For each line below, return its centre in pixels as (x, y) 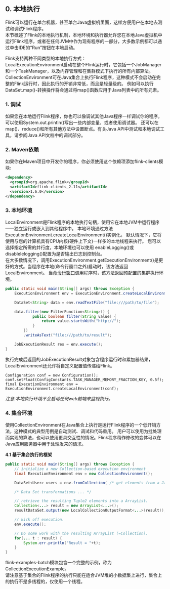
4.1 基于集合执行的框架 (29, 455)
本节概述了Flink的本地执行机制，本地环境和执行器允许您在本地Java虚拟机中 (84, 35)
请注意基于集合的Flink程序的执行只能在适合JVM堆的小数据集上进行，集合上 (84, 575)
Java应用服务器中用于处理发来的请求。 (46, 444)
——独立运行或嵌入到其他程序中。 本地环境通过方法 (59, 229)
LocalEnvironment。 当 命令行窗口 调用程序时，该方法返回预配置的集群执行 (82, 273)
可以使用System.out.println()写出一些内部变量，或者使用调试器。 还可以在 (82, 122)
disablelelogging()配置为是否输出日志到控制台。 (55, 254)
